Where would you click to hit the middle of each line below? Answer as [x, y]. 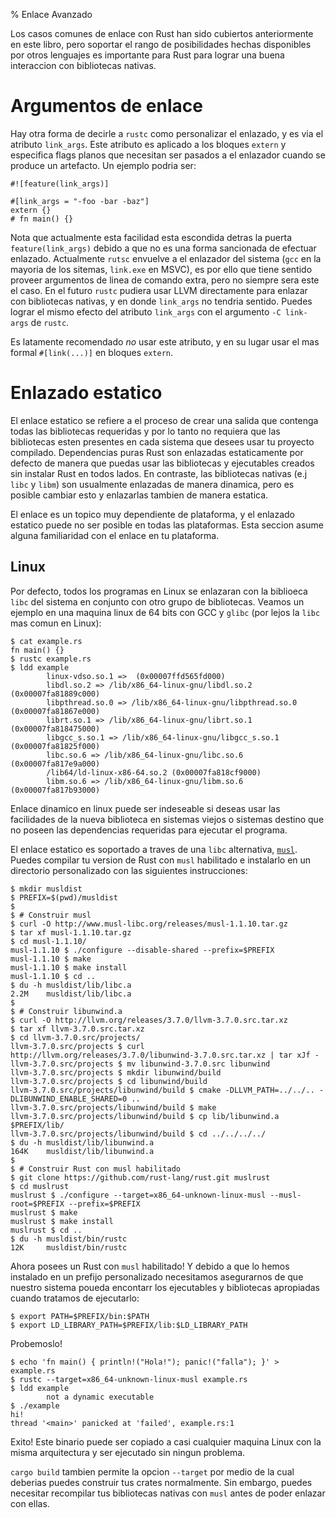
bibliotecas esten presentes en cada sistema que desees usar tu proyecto [162, 441]
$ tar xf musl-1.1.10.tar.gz [71, 932]
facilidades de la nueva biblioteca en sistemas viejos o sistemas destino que [167, 819]
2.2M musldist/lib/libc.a [71, 994]
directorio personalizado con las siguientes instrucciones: [129, 870]
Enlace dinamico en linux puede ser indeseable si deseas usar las [145, 808]
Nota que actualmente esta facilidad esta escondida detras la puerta [151, 237]
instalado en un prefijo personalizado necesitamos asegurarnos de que [157, 1276]
